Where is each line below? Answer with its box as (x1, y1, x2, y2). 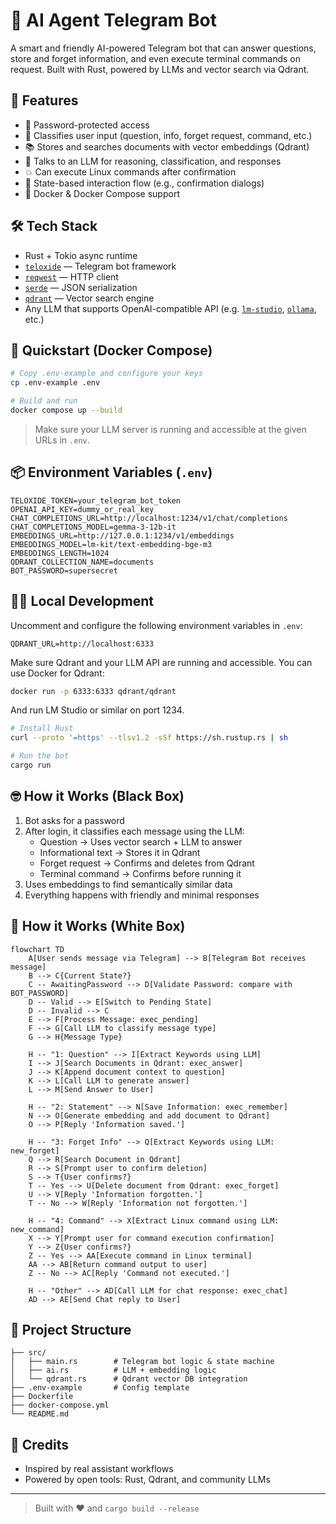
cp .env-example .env (10, 378, 101, 388)
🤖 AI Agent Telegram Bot (10, 9, 217, 32)
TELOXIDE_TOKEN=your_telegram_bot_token (10, 495, 182, 506)
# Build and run (10, 396, 78, 406)
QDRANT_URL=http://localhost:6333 (10, 639, 155, 649)
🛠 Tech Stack (10, 218, 98, 235)
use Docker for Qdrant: (10, 667, 105, 679)
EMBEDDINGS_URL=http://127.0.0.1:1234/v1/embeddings (10, 530, 235, 541)
